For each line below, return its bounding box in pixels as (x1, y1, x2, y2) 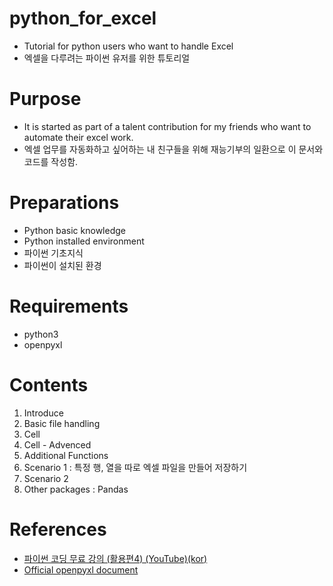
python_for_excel (9, 7, 157, 30)
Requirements (9, 295, 129, 317)
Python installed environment (23, 235, 145, 247)
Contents (9, 373, 89, 396)
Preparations (9, 192, 120, 214)
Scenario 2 (23, 472, 69, 484)
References (9, 518, 107, 541)
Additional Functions (23, 449, 109, 461)
